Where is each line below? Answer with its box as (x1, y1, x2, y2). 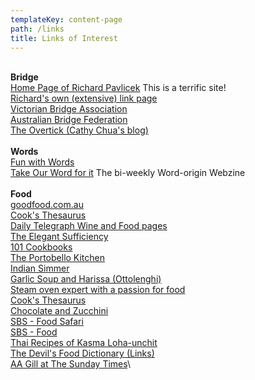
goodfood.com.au (10, 199, 84, 211)
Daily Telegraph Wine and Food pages (10, 220, 168, 232)
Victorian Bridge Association (10, 103, 128, 115)
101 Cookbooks (10, 241, 73, 253)
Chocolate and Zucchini (10, 305, 109, 317)
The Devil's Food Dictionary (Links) (10, 347, 155, 360)
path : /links (10, 24, 65, 34)
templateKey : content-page (10, 14, 123, 25)
